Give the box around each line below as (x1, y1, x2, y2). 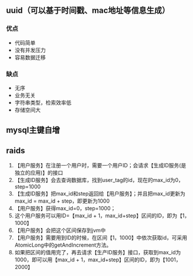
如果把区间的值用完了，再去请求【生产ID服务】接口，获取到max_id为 (14, 249, 181, 256)
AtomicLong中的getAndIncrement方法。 (14, 241, 112, 248)
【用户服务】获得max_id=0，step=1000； (14, 205, 116, 212)
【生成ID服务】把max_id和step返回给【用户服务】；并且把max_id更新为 (14, 190, 186, 197)
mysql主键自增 (6, 125, 60, 135)
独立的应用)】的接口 (14, 169, 63, 176)
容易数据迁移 (14, 53, 46, 60)
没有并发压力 (14, 46, 46, 53)
